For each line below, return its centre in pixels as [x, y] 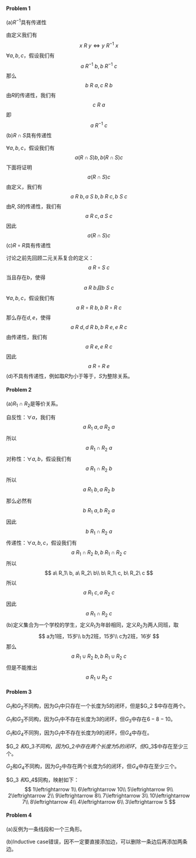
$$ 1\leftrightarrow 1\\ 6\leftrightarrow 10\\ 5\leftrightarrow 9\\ [99, 789]
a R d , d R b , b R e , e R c [99, 327]
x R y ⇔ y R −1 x [99, 45]
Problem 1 [19, 8]
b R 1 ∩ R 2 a [99, 532]
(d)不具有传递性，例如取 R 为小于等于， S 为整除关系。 [70, 376]
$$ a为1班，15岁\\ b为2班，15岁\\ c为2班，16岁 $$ [99, 636]
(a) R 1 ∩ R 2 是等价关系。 [34, 405]
